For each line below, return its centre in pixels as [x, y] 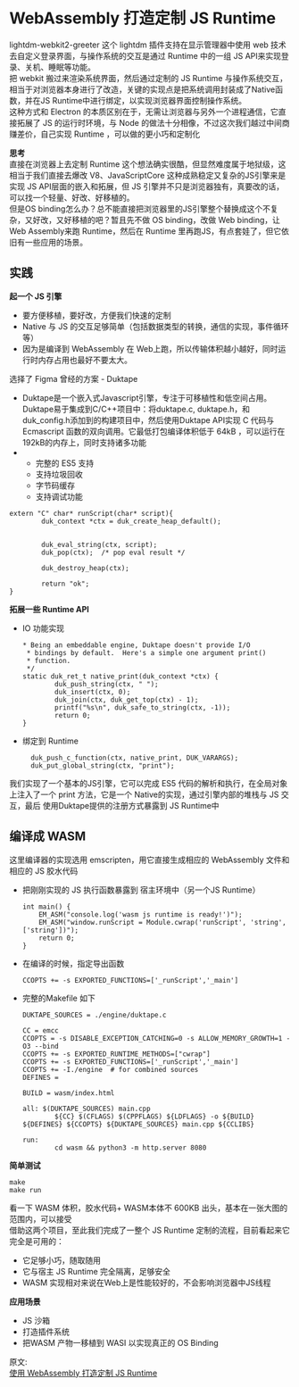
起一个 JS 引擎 [36, 296]
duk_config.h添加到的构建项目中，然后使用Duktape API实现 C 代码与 [148, 419]
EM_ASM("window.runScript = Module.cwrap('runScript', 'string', [163, 922]
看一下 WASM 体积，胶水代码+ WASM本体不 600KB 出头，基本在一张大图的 [149, 1208]
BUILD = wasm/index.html [68, 1093]
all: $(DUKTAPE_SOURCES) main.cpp [86, 1109]
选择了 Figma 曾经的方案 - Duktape [74, 378]
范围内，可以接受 [41, 1218]
